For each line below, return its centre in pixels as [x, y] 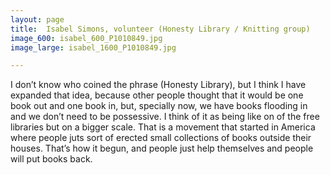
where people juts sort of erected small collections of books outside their [161, 138]
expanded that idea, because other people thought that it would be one [157, 95]
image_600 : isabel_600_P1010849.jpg [86, 38]
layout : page [37, 19]
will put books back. [51, 159]
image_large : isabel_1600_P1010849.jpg [93, 47]
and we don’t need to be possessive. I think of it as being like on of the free [165, 117]
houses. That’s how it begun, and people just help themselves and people [162, 148]
